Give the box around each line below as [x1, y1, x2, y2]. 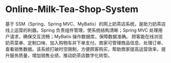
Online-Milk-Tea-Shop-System [5, 4, 138, 15]
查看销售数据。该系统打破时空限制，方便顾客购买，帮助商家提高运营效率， [5, 46, 161, 52]
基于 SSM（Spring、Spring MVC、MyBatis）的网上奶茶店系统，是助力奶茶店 [5, 21, 166, 27]
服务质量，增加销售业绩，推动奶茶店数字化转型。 [9, 52, 112, 58]
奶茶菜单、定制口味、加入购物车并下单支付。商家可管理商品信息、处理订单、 [5, 39, 166, 46]
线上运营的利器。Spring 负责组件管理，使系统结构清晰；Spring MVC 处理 [5, 27, 159, 33]
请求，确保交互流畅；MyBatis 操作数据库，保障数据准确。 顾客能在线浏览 [9, 33, 163, 39]
